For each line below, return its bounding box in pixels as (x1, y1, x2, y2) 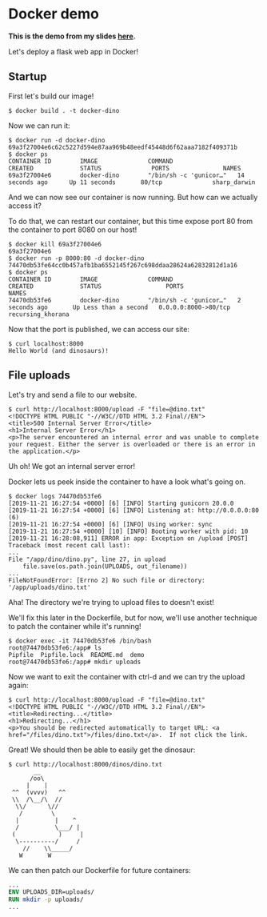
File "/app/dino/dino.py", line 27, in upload (8, 555, 166, 563)
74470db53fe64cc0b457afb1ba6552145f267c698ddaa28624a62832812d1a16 (8, 261, 238, 269)
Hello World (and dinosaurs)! (8, 346, 110, 354)
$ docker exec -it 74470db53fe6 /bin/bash (8, 637, 152, 645)
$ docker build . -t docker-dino (8, 106, 120, 114)
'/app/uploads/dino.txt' (8, 583, 91, 591)
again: (8, 680, 30, 690)
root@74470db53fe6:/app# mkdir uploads (8, 658, 141, 666)
